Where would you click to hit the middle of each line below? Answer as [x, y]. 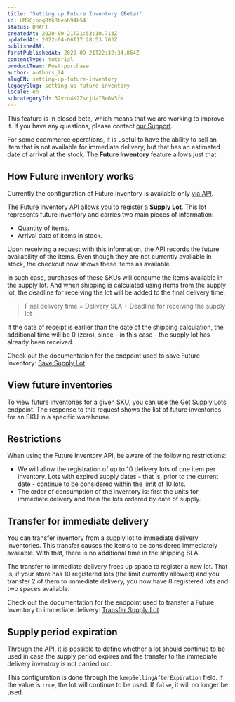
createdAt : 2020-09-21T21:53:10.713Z [62, 33]
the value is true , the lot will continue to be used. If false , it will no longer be [118, 685]
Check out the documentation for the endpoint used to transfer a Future [111, 602]
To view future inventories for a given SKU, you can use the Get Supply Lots [117, 402]
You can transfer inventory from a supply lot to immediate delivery [103, 538]
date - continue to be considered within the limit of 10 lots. [101, 484]
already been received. [41, 342]
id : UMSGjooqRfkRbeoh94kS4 [47, 20]
